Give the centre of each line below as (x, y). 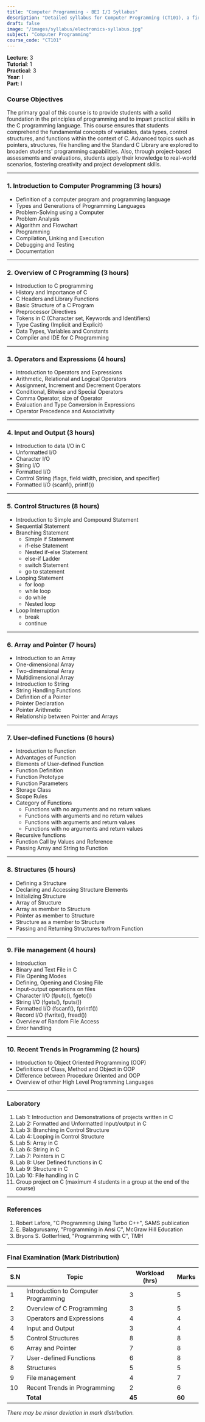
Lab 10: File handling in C (47, 1175)
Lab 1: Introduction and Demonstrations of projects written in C (94, 1117)
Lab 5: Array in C (37, 1143)
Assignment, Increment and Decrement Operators (78, 385)
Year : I (15, 77)
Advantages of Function (46, 758)
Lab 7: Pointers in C (40, 1156)
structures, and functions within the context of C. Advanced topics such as (101, 138)
